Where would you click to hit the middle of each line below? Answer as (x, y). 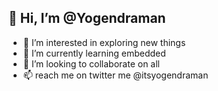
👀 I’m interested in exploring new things (104, 42)
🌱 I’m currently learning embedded (94, 53)
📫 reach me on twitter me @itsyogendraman (115, 75)
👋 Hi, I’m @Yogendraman (87, 18)
